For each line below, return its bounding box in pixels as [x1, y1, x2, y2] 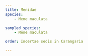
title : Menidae [5, 7, 37, 12]
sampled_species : [5, 25, 41, 30]
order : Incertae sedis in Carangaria [5, 39, 84, 44]
